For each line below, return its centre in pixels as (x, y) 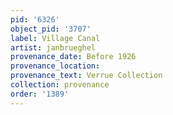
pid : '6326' (35, 19)
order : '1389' (40, 94)
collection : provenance (60, 85)
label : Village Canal (55, 38)
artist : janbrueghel (53, 47)
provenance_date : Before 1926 (73, 57)
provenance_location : (55, 66)
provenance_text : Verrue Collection (86, 76)
